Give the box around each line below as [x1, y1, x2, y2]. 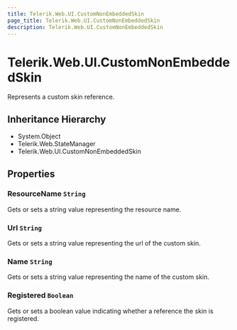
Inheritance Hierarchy [7, 113, 106, 125]
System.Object [17, 132, 61, 141]
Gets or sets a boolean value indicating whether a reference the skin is [7, 307, 214, 315]
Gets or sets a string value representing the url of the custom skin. [7, 239, 201, 248]
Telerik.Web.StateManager [17, 140, 96, 148]
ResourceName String [7, 189, 87, 199]
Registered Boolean [7, 290, 74, 300]
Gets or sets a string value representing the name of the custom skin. [7, 273, 210, 281]
